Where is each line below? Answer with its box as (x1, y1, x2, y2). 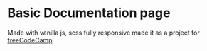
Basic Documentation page (7, 5, 171, 21)
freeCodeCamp (7, 35, 53, 44)
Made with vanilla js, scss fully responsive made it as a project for (7, 28, 201, 37)
